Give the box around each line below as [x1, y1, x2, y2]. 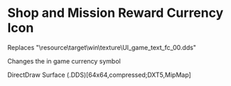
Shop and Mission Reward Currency [7, 5, 224, 21]
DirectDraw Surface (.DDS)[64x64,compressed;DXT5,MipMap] [7, 70, 192, 79]
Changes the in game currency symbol [7, 56, 121, 65]
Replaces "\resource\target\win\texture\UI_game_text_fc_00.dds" [7, 43, 197, 51]
